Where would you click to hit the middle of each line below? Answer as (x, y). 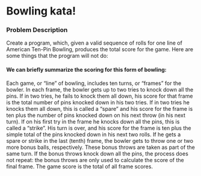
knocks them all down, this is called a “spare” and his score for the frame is (100, 108)
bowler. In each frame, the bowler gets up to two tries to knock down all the (100, 89)
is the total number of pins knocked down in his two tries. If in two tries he (98, 102)
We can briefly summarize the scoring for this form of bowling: (86, 70)
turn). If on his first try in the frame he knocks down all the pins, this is (93, 121)
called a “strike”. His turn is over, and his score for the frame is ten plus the (99, 128)
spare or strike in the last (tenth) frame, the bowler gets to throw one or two (100, 140)
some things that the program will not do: (57, 56)
